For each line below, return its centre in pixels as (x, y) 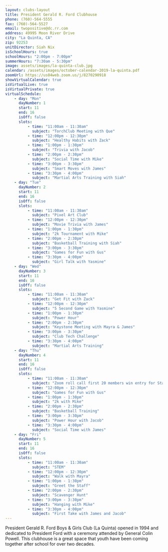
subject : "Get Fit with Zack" (63, 299)
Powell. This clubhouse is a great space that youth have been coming (77, 539)
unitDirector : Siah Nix (30, 47)
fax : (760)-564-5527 (27, 24)
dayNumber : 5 (32, 439)
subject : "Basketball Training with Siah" (77, 243)
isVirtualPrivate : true (30, 89)
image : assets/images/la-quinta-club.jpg (49, 66)
